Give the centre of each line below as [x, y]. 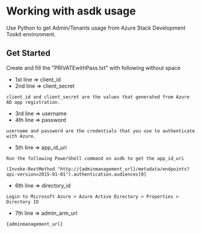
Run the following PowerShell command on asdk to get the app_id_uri [95, 158]
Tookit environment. [31, 34]
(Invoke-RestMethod [31, 169]
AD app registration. [33, 102]
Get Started [28, 53]
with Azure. [21, 136]
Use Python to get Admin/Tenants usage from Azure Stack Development [96, 28]
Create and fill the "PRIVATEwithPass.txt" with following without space [93, 68]
